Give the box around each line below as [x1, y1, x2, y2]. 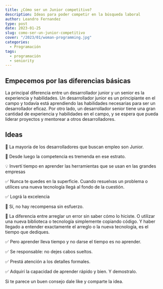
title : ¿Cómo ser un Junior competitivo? [5, 7, 92, 12]
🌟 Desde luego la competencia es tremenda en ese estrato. [5, 153, 126, 159]
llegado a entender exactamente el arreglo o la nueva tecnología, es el [5, 223, 149, 229]
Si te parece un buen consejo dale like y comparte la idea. [5, 278, 123, 284]
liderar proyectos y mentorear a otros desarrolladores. [5, 116, 115, 122]
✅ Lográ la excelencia [5, 193, 50, 199]
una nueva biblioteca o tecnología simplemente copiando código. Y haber [5, 218, 156, 224]
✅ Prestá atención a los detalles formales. [5, 258, 91, 264]
